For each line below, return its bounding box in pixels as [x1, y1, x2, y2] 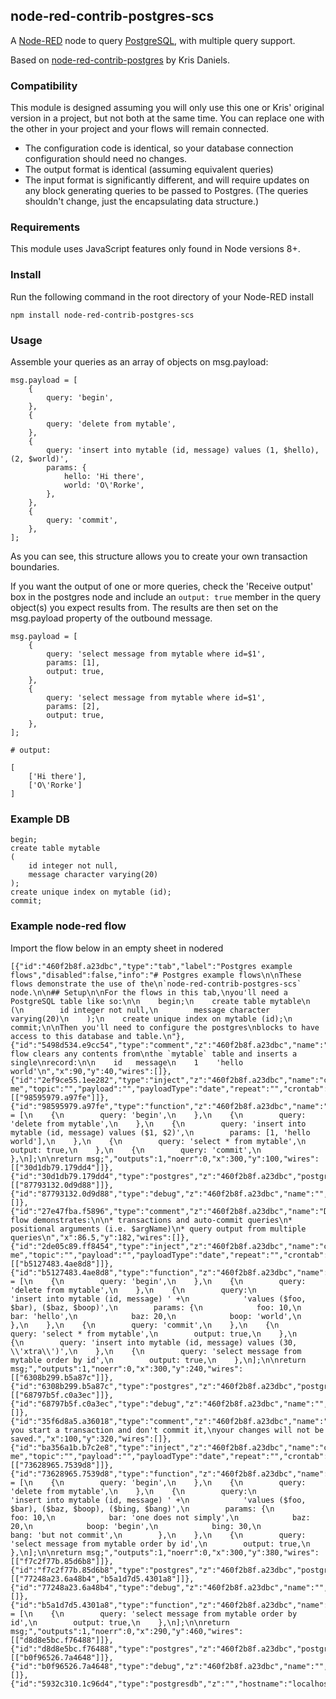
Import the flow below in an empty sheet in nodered [10, 942, 224, 954]
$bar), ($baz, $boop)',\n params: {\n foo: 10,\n [10, 1302, 302, 1313]
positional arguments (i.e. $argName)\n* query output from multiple [10, 1224, 307, 1234]
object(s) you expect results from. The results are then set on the [10, 602, 279, 613]
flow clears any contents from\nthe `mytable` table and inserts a [10, 1049, 298, 1059]
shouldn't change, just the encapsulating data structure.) [24, 195, 260, 208]
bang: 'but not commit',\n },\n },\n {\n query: [10, 1530, 307, 1540]
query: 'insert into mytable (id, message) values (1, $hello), [46, 445, 320, 455]
